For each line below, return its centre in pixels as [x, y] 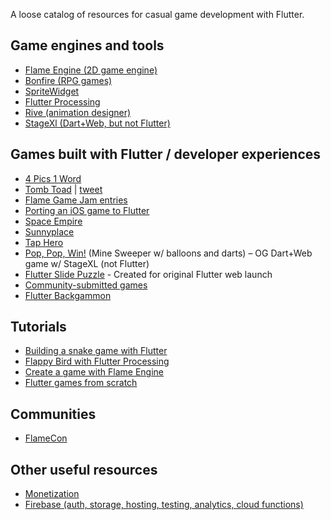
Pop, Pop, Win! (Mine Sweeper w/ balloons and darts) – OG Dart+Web [168, 253]
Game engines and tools [87, 45]
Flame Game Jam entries [76, 200]
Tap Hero [44, 242]
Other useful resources [84, 469]
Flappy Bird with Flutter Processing [97, 361]
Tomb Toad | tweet [63, 189]
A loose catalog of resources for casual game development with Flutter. [157, 14]
